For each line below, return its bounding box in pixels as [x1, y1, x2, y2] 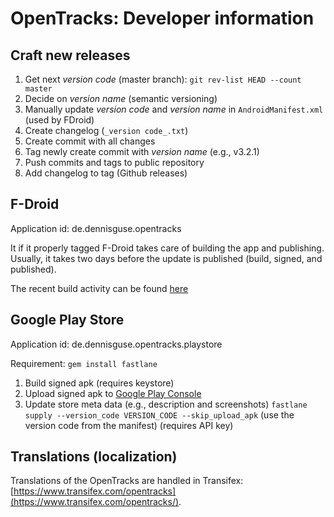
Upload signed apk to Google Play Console [24, 387, 202, 399]
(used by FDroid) [24, 114, 95, 126]
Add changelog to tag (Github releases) [24, 167, 188, 179]
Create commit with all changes [24, 135, 156, 147]
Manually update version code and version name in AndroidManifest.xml [24, 103, 324, 115]
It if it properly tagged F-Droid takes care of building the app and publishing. [10, 242, 325, 254]
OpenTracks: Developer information [10, 7, 315, 30]
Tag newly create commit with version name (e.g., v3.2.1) [24, 146, 260, 157]
